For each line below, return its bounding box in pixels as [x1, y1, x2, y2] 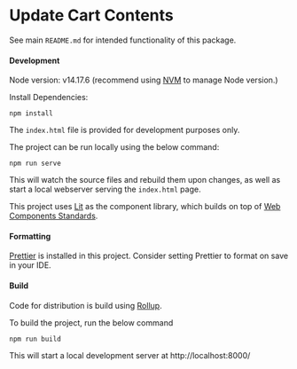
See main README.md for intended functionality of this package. [9, 35, 237, 45]
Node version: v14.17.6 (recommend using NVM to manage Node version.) [9, 75, 278, 85]
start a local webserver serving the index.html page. [9, 184, 201, 195]
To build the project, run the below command [9, 317, 174, 328]
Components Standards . [9, 210, 98, 222]
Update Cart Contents [9, 5, 175, 26]
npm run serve [9, 159, 62, 169]
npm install [9, 109, 53, 118]
